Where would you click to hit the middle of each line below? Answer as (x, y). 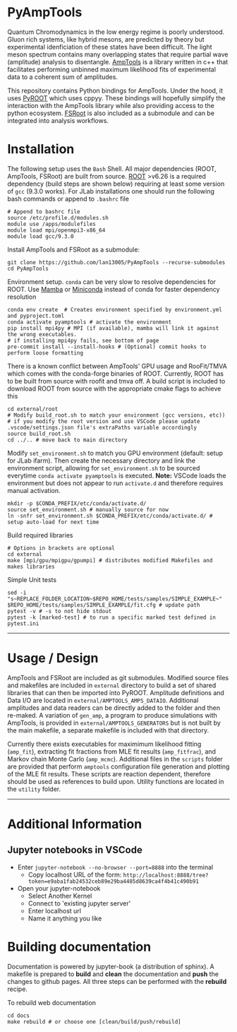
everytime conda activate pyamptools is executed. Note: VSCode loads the (117, 475)
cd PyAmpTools (28, 268)
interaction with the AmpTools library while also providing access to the (111, 105)
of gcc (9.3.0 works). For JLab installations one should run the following (111, 191)
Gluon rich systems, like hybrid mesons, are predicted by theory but (106, 39)
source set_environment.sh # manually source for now (88, 509)
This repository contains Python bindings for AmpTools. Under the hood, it (115, 90)
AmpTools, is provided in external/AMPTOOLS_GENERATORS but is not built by (114, 723)
